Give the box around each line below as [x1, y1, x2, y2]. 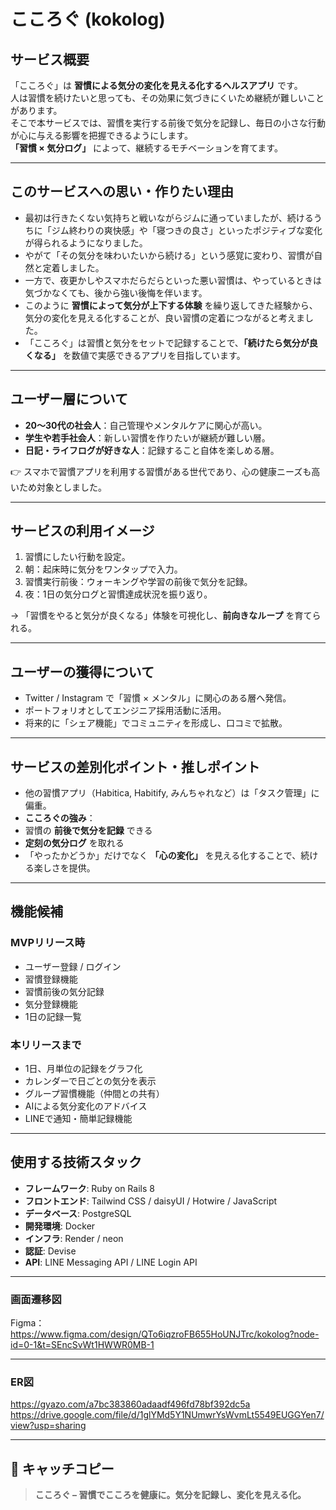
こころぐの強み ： [24, 812, 96, 824]
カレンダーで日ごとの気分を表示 [24, 1075, 157, 1087]
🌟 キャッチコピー [10, 1460, 115, 1477]
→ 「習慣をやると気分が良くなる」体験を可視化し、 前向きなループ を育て [10, 610, 313, 622]
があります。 [10, 105, 63, 116]
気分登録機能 [24, 998, 78, 1010]
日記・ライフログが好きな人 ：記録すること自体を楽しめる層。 [24, 444, 280, 456]
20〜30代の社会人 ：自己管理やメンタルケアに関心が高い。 [24, 419, 268, 431]
